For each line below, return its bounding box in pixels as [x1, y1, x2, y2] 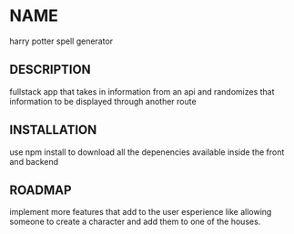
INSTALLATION [9, 122, 97, 137]
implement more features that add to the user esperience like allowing [9, 207, 272, 218]
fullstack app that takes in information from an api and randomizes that [9, 86, 275, 97]
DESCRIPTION [9, 62, 91, 77]
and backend [9, 156, 59, 167]
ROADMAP [9, 182, 72, 198]
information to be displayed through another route [9, 96, 198, 107]
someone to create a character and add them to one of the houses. [9, 216, 261, 228]
